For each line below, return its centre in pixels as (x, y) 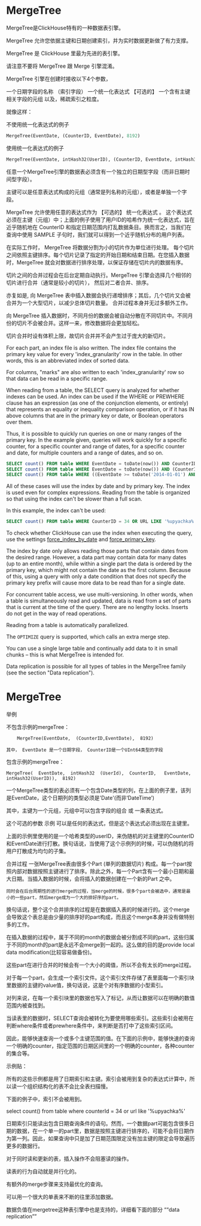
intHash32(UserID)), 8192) (41, 779)
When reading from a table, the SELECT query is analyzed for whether (93, 390)
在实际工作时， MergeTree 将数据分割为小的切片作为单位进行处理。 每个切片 (100, 247)
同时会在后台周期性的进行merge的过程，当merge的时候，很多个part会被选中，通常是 (96, 891)
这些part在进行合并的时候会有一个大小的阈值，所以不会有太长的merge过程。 (100, 965)
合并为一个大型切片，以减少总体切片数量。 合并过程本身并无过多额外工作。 (99, 303)
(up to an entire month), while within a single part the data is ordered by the (99, 564)
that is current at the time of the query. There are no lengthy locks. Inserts (97, 607)
